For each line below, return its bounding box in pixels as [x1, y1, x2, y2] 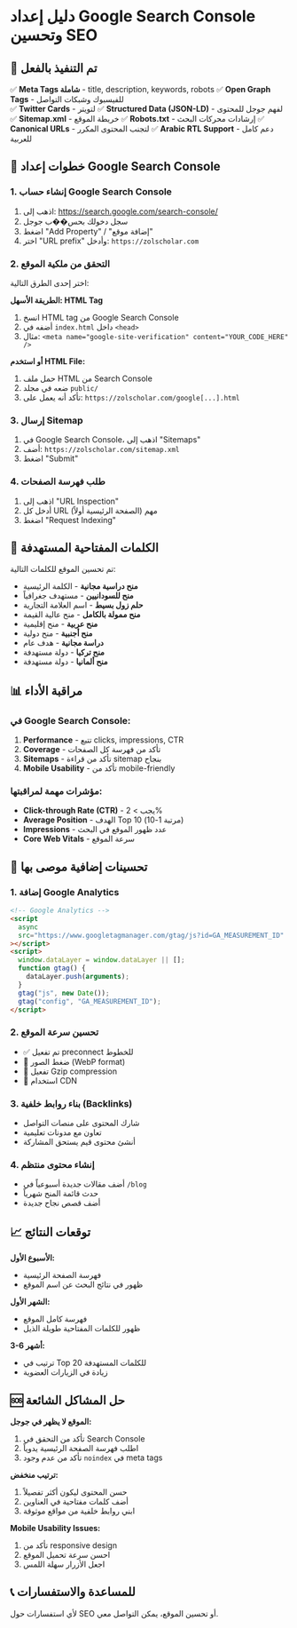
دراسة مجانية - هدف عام [22, 638, 105, 648]
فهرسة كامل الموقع [22, 1314, 88, 1324]
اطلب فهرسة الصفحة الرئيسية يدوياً [22, 1442, 139, 1453]
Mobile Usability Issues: [10, 1522, 101, 1533]
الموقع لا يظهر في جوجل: [10, 1416, 92, 1426]
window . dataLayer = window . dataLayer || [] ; [18, 956, 185, 965]
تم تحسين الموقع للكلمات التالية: [10, 564, 116, 575]
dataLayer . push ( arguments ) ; [26, 973, 129, 981]
